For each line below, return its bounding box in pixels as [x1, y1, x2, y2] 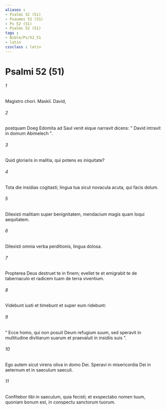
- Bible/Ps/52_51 [5, 35, 41, 40]
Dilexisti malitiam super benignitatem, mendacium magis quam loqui [5, 211, 145, 217]
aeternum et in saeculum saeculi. [5, 367, 73, 373]
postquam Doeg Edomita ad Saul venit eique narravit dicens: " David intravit [5, 125, 161, 131]
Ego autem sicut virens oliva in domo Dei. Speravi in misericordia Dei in [5, 362, 151, 368]
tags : [5, 30, 19, 35]
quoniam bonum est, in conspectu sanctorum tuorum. [5, 399, 116, 405]
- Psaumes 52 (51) [5, 16, 43, 21]
